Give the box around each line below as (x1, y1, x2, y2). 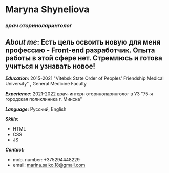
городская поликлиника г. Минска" (5, 96, 82, 102)
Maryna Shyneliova (5, 4, 90, 15)
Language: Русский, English (5, 106, 67, 112)
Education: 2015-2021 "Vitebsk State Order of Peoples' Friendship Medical (5, 75, 164, 81)
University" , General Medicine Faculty (5, 80, 87, 86)
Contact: (5, 146, 25, 153)
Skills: (5, 116, 19, 122)
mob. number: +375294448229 (12, 156, 80, 162)
